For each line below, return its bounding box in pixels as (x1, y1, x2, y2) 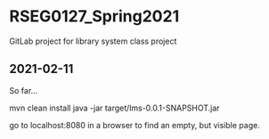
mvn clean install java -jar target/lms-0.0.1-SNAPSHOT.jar (9, 102, 220, 113)
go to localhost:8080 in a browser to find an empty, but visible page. (9, 119, 260, 130)
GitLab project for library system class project (9, 36, 177, 46)
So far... (9, 85, 38, 95)
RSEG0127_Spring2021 (9, 6, 180, 27)
